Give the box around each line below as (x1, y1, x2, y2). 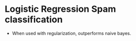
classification (5, 14, 63, 25)
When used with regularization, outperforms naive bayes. (12, 30, 131, 36)
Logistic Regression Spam (5, 3, 116, 15)
